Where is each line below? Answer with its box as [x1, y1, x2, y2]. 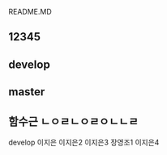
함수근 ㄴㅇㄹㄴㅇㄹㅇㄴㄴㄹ [8, 115, 139, 128]
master [8, 85, 45, 99]
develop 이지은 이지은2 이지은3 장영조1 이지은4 [8, 137, 160, 147]
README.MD [8, 7, 53, 16]
